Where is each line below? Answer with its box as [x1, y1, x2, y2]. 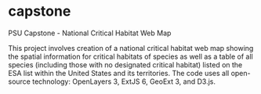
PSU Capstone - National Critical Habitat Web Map [8, 28, 172, 38]
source [8, 77, 31, 86]
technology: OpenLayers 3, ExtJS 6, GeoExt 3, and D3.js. [32, 77, 216, 86]
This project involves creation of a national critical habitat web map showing [8, 43, 254, 52]
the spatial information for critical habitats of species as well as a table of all [8, 52, 253, 61]
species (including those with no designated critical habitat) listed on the [8, 60, 243, 69]
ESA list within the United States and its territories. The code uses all [8, 68, 230, 78]
